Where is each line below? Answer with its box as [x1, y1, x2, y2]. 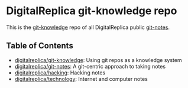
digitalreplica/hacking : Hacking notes [14, 69, 106, 76]
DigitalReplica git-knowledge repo [6, 4, 177, 18]
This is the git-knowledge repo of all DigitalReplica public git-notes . [6, 24, 170, 31]
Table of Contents [6, 41, 74, 51]
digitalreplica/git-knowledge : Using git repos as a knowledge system [14, 56, 182, 63]
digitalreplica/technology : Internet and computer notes [14, 75, 148, 82]
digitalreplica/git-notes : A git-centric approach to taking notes [14, 63, 166, 70]
